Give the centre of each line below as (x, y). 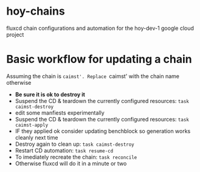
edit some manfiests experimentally (60, 113)
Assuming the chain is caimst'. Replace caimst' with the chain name (93, 76)
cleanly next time (36, 137)
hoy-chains (36, 11)
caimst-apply (32, 125)
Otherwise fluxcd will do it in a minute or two (71, 163)
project (15, 34)
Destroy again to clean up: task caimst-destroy (75, 144)
